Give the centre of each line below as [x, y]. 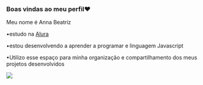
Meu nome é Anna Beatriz [39, 22]
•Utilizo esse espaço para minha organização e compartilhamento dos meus [102, 58]
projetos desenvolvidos [35, 64]
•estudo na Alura [28, 34]
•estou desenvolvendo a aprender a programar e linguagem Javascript [95, 46]
